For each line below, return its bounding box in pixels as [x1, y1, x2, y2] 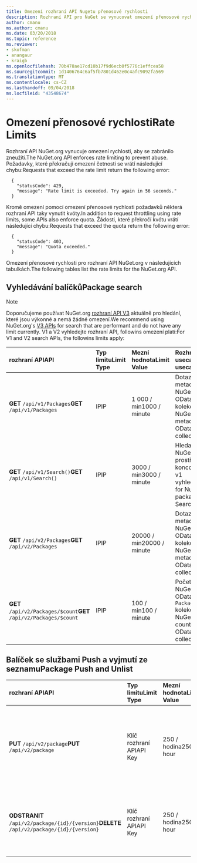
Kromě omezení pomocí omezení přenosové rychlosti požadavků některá [6, 203, 183, 210]
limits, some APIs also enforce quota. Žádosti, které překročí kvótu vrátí [6, 215, 179, 223]
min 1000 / [131, 402, 161, 410]
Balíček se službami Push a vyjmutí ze [6, 655, 148, 665]
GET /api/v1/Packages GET [9, 399, 83, 407]
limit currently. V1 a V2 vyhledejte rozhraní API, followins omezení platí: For [6, 328, 185, 335]
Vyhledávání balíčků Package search [6, 282, 142, 292]
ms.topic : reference [6, 36, 57, 42]
